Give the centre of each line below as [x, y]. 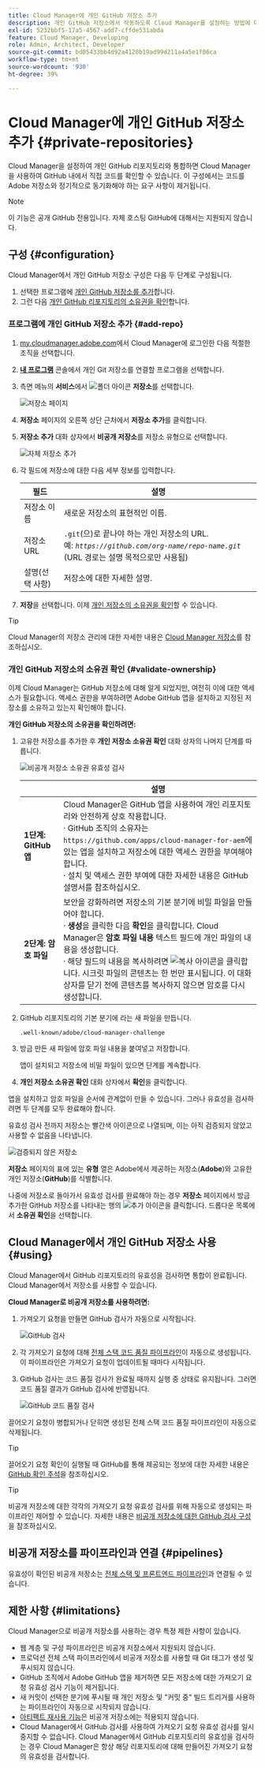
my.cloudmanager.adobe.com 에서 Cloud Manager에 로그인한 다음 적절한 [135, 343]
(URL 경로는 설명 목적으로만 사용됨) [126, 557]
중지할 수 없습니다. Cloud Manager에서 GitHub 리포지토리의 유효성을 [127, 1736]
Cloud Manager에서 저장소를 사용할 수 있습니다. [83, 1285]
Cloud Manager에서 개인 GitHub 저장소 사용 [112, 1243]
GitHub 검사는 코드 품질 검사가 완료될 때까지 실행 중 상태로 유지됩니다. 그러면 [138, 1379]
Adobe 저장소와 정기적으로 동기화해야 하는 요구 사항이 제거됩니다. [109, 185]
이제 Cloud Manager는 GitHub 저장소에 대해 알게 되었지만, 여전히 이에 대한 [124, 687]
